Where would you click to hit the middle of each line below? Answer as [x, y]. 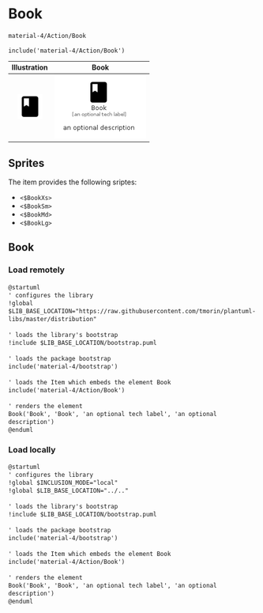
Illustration [30, 67]
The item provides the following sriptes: [73, 182]
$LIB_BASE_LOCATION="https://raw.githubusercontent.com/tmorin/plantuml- [132, 311]
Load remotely [37, 270]
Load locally [32, 449]
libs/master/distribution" [53, 319]
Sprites [26, 163]
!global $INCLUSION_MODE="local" [63, 482]
